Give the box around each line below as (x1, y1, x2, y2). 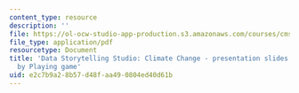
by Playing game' (17, 63, 82, 72)
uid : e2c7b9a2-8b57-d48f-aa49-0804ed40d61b (9, 71, 174, 80)
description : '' (9, 21, 69, 30)
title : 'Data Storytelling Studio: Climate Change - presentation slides (9, 54, 289, 63)
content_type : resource (9, 12, 98, 22)
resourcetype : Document (9, 46, 98, 55)
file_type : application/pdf (9, 37, 114, 47)
